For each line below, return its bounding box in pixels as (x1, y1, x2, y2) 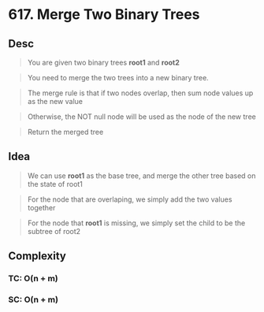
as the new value (27, 97, 84, 106)
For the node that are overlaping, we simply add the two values (27, 195, 232, 204)
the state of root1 (27, 179, 83, 188)
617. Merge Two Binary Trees (8, 6, 200, 24)
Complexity (8, 250, 67, 263)
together (27, 202, 56, 212)
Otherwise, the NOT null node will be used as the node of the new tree (27, 112, 256, 121)
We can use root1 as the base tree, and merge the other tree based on (27, 171, 256, 180)
